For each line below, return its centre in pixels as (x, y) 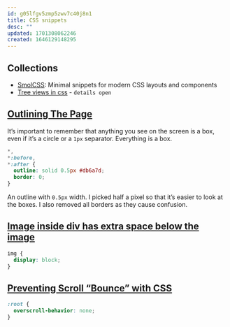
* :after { (22, 164)
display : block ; (37, 260)
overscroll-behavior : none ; (55, 311)
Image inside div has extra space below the (103, 227)
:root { (19, 305)
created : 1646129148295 (42, 40)
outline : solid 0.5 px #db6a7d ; (59, 171)
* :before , (22, 158)
